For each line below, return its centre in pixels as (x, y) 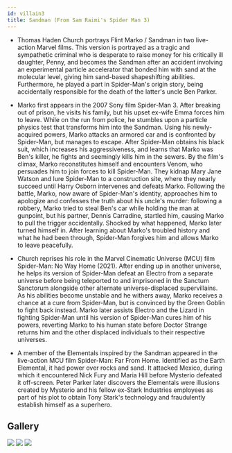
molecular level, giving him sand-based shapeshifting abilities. (106, 76)
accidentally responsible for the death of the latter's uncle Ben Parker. (117, 92)
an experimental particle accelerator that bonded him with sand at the (117, 69)
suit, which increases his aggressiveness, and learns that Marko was (115, 149)
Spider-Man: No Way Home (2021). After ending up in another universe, (119, 266)
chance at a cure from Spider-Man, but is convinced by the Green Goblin (121, 302)
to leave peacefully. (45, 245)
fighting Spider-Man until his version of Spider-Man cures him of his (114, 317)
